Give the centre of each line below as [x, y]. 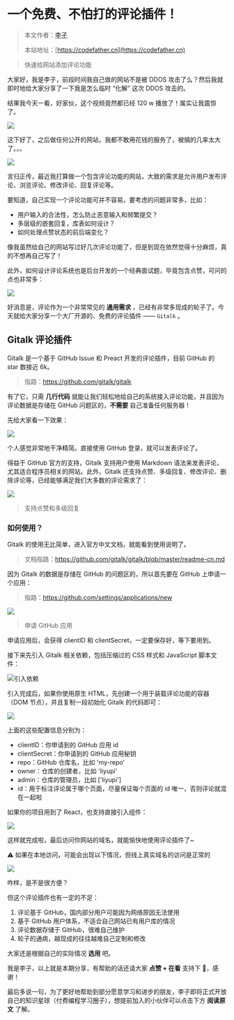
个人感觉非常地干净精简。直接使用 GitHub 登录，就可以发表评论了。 [104, 448]
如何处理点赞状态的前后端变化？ [63, 232]
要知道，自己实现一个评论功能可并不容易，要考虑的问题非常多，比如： [108, 200]
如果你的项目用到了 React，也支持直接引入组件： [77, 812]
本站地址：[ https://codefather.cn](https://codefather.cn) [105, 50]
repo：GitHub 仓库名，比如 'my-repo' [71, 763]
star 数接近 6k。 [30, 366]
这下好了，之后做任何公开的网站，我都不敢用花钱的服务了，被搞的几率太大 [114, 140]
